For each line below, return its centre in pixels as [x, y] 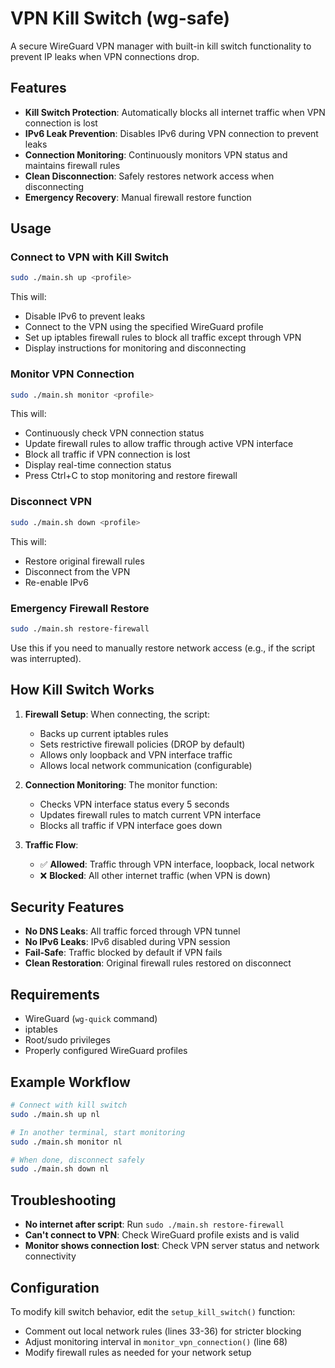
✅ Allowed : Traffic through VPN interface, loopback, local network [177, 864]
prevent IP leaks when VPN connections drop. [105, 56]
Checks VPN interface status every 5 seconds [134, 804]
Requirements [55, 994]
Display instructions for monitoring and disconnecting [135, 348]
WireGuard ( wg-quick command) [91, 1019]
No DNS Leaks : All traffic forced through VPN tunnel [132, 931]
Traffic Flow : [51, 844]
